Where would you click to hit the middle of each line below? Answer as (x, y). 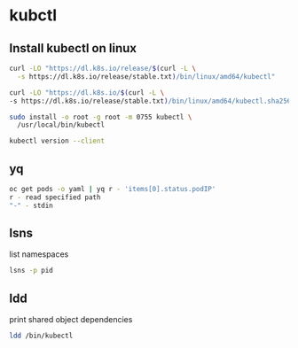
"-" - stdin (31, 205)
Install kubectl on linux (73, 48)
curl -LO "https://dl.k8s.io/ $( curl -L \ (87, 93)
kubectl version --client (57, 141)
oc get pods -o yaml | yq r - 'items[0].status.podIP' (113, 189)
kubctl (33, 15)
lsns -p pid (31, 271)
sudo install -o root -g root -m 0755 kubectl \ (101, 117)
